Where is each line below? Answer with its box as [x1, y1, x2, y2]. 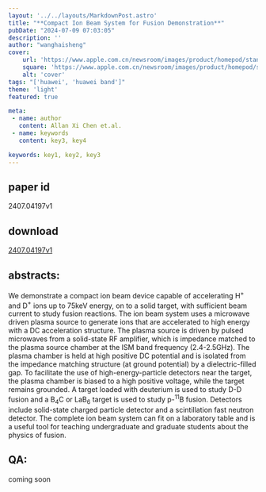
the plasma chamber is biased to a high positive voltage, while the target [8, 376, 245, 386]
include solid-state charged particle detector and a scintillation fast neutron [8, 405, 254, 414]
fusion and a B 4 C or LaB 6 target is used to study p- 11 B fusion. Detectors [8, 394, 243, 406]
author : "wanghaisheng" [8, 41, 87, 49]
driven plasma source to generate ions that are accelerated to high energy [8, 317, 251, 327]
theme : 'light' [8, 85, 59, 94]
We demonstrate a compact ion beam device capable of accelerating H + [8, 289, 245, 300]
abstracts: [8, 268, 61, 282]
